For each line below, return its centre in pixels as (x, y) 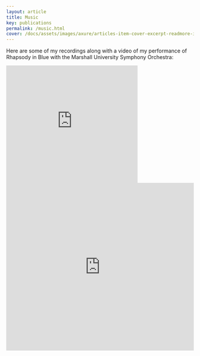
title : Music (22, 17)
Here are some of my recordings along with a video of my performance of (97, 51)
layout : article (26, 12)
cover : (14, 34)
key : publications (29, 23)
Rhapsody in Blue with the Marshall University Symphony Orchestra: (90, 57)
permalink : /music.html (36, 28)
